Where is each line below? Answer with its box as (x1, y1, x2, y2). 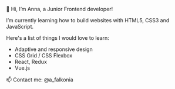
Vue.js (14, 64, 31, 71)
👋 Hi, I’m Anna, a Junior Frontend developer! (6, 6, 113, 12)
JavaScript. (6, 23, 34, 30)
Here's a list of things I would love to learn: (6, 35, 110, 41)
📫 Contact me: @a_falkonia (6, 76, 73, 83)
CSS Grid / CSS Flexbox (14, 52, 73, 59)
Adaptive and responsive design (14, 46, 93, 53)
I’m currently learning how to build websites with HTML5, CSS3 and (6, 17, 170, 23)
